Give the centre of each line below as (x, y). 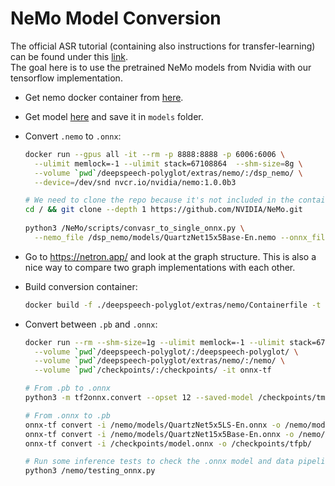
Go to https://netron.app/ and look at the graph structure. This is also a (170, 256)
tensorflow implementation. (66, 78)
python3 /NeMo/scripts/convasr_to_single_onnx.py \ (134, 228)
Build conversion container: (81, 286)
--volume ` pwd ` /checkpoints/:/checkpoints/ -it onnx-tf (153, 370)
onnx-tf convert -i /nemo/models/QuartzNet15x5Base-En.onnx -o (159, 434)
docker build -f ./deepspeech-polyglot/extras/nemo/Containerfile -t (173, 305)
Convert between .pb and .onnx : (91, 324)
